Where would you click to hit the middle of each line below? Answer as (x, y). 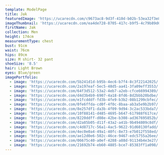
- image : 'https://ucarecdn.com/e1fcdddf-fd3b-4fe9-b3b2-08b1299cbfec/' (85, 100)
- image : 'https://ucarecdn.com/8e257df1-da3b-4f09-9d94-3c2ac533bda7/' (85, 109)
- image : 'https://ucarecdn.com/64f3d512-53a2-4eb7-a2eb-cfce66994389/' (85, 91)
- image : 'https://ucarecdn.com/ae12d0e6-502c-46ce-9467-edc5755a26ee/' (85, 136)
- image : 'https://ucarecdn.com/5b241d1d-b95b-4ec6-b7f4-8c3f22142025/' (85, 82)
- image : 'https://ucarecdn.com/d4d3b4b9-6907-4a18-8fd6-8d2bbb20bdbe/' (85, 95)
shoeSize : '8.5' (21, 64)
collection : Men (21, 32)
